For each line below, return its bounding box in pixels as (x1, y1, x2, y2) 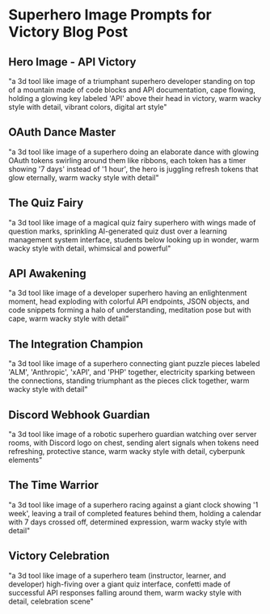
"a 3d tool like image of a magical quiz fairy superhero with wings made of (8, 217, 256, 227)
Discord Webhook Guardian (8, 408, 150, 422)
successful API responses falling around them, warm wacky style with (8, 587, 242, 597)
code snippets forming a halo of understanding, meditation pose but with (8, 305, 251, 315)
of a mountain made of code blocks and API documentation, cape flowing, (8, 85, 256, 95)
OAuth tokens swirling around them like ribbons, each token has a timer (8, 155, 247, 165)
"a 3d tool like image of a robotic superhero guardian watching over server (8, 430, 257, 439)
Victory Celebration (8, 549, 110, 563)
